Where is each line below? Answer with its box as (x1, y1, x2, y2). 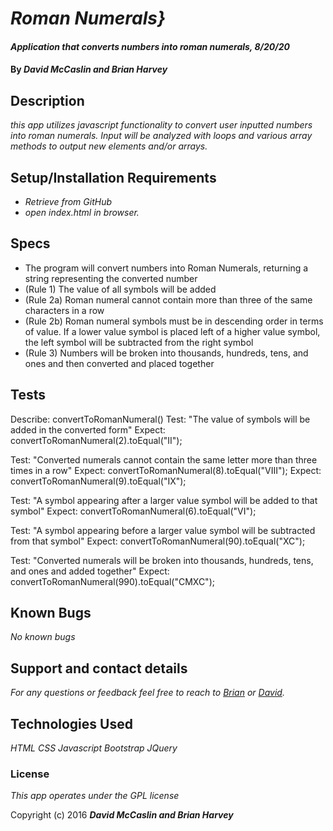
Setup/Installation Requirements (10, 169, 217, 186)
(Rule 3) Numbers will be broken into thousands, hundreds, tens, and (24, 347, 309, 359)
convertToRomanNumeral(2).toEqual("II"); (10, 434, 183, 446)
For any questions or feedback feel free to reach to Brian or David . (10, 687, 285, 699)
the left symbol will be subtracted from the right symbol (24, 336, 254, 348)
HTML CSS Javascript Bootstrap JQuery (10, 742, 178, 754)
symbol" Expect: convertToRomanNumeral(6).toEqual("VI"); (10, 505, 257, 517)
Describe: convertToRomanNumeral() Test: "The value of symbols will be (10, 413, 311, 425)
